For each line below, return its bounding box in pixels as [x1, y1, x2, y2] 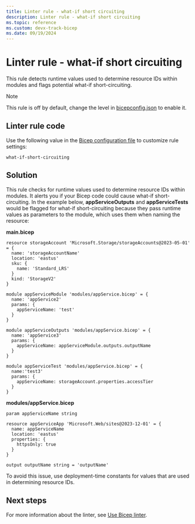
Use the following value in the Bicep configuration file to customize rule [6, 136, 179, 144]
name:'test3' [11, 368, 43, 374]
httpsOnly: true [16, 441, 57, 447]
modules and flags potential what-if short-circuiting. [6, 82, 132, 89]
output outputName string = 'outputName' [6, 462, 109, 468]
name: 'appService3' [11, 332, 62, 338]
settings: [6, 143, 28, 150]
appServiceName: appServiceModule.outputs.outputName [16, 342, 151, 348]
